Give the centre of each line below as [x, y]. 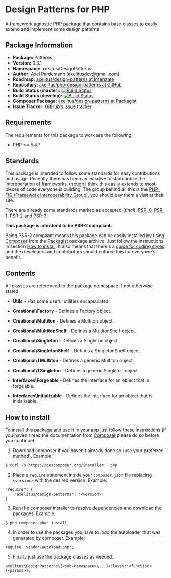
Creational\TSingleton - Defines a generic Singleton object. [76, 371]
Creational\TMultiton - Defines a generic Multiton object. [73, 361]
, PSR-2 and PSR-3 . [28, 216]
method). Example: [32, 456]
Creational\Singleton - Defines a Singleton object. [66, 341]
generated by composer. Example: [49, 538]
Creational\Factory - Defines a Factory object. [62, 311]
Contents [20, 273]
